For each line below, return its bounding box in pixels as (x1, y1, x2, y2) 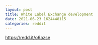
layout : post (5, 7, 33, 12)
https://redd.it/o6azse (5, 35, 51, 41)
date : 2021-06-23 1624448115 (5, 16, 66, 21)
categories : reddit (5, 21, 46, 26)
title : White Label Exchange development (5, 12, 93, 17)
